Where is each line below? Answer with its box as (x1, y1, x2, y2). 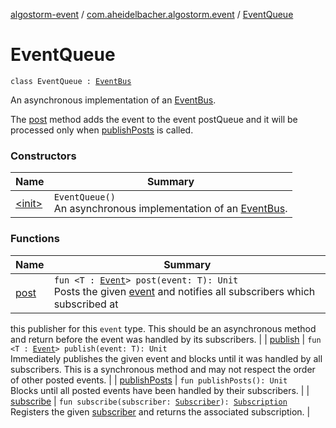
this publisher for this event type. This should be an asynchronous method (10, 322, 317, 334)
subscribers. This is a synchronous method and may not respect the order (10, 363, 316, 375)
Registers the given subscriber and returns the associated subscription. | (10, 405, 311, 418)
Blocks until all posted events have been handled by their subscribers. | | (10, 384, 310, 396)
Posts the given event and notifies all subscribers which (53, 284, 316, 298)
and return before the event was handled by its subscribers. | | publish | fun (10, 333, 322, 345)
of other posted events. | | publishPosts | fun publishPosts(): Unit (10, 374, 288, 386)
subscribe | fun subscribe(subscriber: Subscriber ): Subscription (10, 395, 288, 407)
